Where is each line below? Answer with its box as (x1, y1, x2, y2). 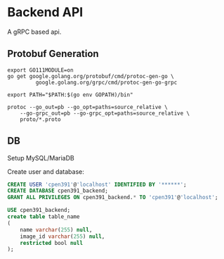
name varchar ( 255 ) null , (20, 226, 93, 233)
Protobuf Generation (7, 48, 100, 60)
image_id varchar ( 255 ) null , (20, 233, 105, 240)
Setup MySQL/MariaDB (7, 153, 75, 162)
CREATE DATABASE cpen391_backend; (7, 187, 109, 194)
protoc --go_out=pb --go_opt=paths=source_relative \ (7, 103, 169, 110)
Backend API (7, 4, 84, 20)
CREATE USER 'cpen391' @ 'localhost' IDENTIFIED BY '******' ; (7, 181, 187, 188)
